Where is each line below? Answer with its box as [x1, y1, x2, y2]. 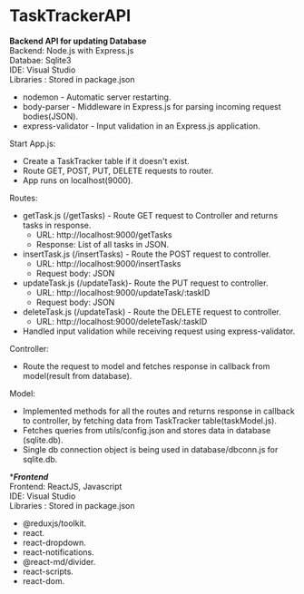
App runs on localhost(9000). [22, 174, 133, 186]
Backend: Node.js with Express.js [9, 44, 134, 55]
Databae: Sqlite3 [9, 54, 72, 65]
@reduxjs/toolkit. [22, 518, 87, 529]
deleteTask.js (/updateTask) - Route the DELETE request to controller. [22, 306, 281, 317]
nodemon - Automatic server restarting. [22, 92, 172, 102]
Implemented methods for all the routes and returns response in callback [22, 405, 295, 416]
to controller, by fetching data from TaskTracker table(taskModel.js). [22, 414, 277, 426]
